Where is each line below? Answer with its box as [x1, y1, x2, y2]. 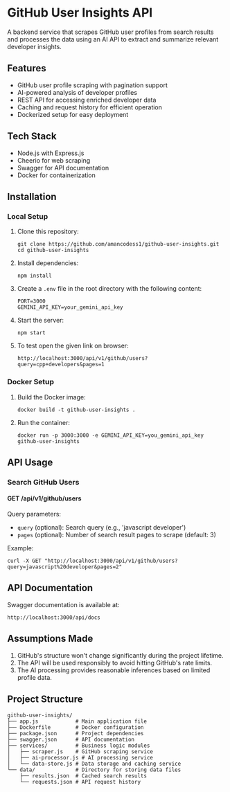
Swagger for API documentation [17, 163, 109, 172]
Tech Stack [7, 130, 57, 143]
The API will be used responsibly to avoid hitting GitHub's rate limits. [17, 658, 213, 667]
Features [7, 62, 46, 74]
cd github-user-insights [17, 247, 89, 254]
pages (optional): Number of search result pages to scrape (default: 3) [17, 531, 217, 539]
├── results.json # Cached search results [19, 772, 148, 780]
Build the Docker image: [17, 393, 87, 401]
